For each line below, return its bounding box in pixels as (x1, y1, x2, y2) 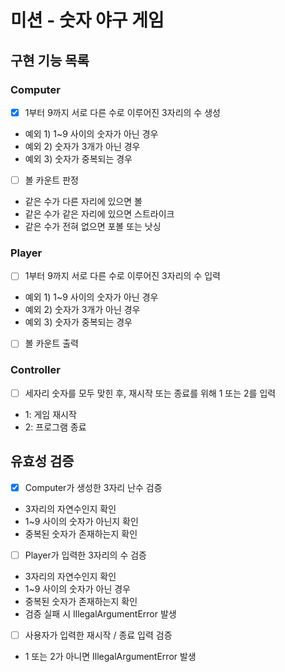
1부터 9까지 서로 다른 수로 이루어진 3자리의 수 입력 (24, 270, 221, 282)
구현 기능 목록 (10, 52, 90, 69)
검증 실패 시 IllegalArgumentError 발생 (24, 607, 177, 620)
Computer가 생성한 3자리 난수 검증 (24, 481, 163, 493)
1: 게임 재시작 (24, 408, 77, 420)
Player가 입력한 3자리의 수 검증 (24, 549, 147, 561)
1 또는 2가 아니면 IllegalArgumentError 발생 (24, 650, 197, 662)
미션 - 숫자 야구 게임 (10, 9, 165, 32)
